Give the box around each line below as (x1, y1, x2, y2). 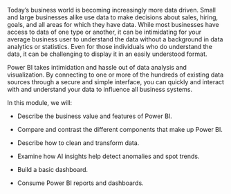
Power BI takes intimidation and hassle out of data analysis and (7, 64, 187, 71)
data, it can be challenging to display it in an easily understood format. (7, 50, 207, 58)
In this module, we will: (7, 99, 73, 106)
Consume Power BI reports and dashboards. (17, 179, 144, 187)
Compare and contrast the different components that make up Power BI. (17, 126, 223, 133)
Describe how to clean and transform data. (17, 139, 140, 147)
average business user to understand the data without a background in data (7, 35, 223, 43)
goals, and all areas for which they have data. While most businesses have (7, 21, 219, 28)
